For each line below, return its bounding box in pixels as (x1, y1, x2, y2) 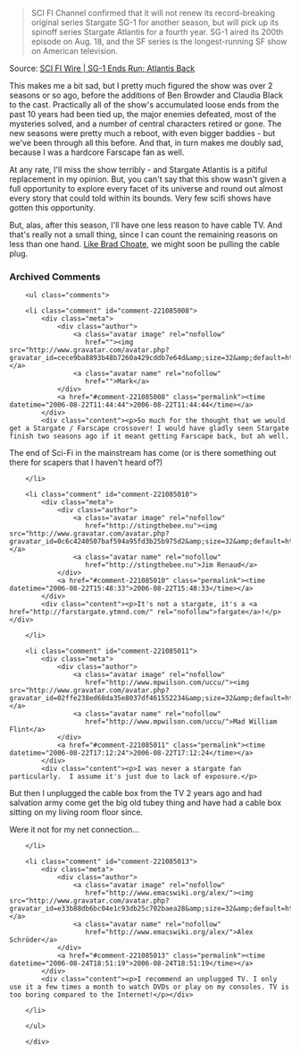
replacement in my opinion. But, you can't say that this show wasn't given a (9, 174, 287, 184)
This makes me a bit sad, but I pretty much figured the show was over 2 (9, 81, 273, 90)
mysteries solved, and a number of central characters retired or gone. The (9, 118, 282, 129)
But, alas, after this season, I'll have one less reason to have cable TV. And (9, 219, 283, 230)
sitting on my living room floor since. (9, 807, 144, 818)
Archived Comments (9, 270, 101, 283)
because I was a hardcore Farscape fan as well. (9, 147, 185, 158)
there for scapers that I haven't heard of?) (9, 457, 163, 468)
